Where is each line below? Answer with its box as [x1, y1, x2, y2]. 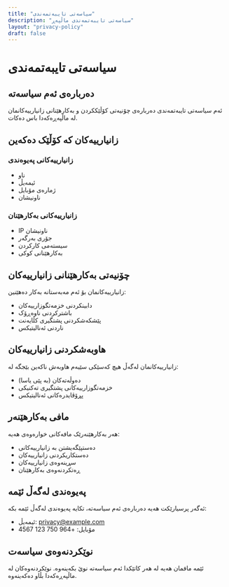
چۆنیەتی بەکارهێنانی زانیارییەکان [8, 269, 130, 281]
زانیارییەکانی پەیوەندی [8, 155, 74, 164]
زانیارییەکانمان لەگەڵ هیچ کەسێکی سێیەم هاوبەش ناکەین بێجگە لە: [8, 362, 179, 371]
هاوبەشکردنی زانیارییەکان [8, 344, 106, 355]
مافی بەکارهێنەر [8, 411, 69, 423]
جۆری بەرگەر [18, 234, 53, 242]
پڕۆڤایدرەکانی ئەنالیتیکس [18, 390, 83, 399]
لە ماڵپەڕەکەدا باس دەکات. [8, 113, 78, 122]
